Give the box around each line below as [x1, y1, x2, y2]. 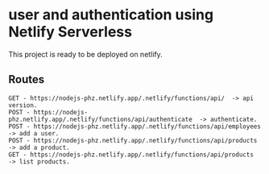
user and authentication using [8, 6, 214, 24]
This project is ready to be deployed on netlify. [8, 49, 163, 59]
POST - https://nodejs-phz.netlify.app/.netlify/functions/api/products [8, 136, 258, 144]
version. [8, 101, 38, 110]
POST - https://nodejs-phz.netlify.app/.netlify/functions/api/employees [8, 122, 262, 130]
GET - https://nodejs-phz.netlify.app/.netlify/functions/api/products [8, 151, 254, 159]
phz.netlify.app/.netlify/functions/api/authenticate [8, 115, 193, 123]
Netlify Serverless [8, 23, 133, 41]
